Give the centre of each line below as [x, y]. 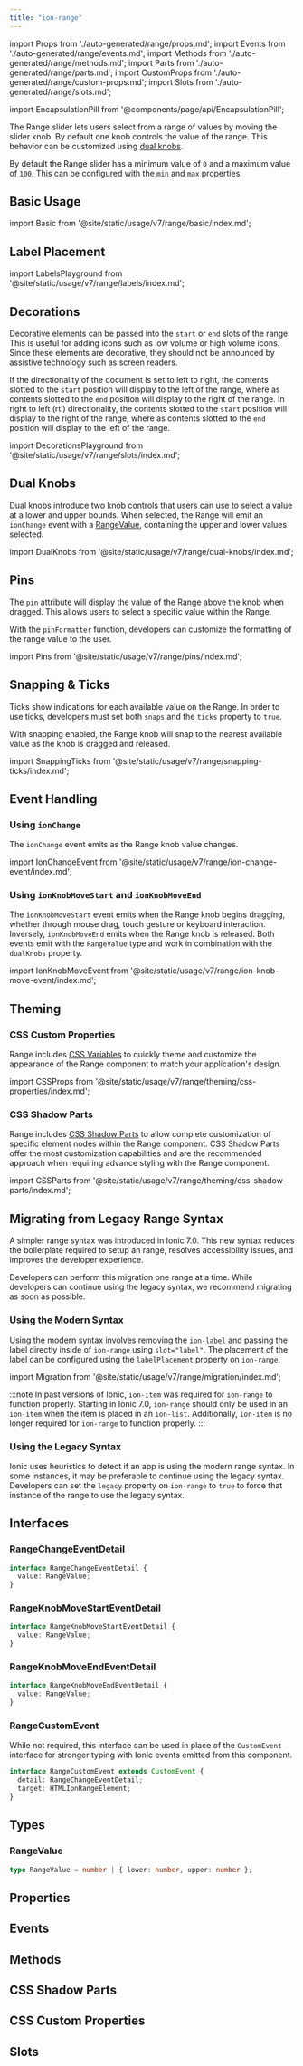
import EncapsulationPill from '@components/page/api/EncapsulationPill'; [147, 109]
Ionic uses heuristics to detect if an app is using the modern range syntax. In [152, 1466]
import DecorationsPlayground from [76, 445]
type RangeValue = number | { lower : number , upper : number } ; [131, 1870]
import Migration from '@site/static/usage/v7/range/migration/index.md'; [146, 1376]
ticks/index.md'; [39, 770]
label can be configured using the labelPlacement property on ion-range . [145, 1359]
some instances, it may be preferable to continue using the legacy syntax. [147, 1476]
